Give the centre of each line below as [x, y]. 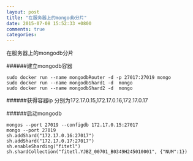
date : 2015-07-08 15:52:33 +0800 [49, 23]
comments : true [26, 29]
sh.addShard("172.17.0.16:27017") [51, 136]
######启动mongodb [34, 113]
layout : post [23, 12]
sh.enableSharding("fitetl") [44, 147]
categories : [21, 35]
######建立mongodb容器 [40, 66]
